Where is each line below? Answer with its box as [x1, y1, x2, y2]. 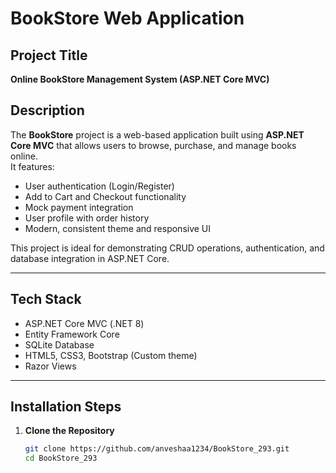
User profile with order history [24, 212, 150, 224]
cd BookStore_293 [24, 453, 98, 464]
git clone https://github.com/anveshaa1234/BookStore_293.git [24, 444, 290, 454]
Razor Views [24, 360, 77, 372]
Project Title [10, 47, 88, 64]
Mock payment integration [24, 201, 134, 213]
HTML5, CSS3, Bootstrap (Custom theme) [24, 349, 198, 361]
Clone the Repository [24, 425, 115, 437]
